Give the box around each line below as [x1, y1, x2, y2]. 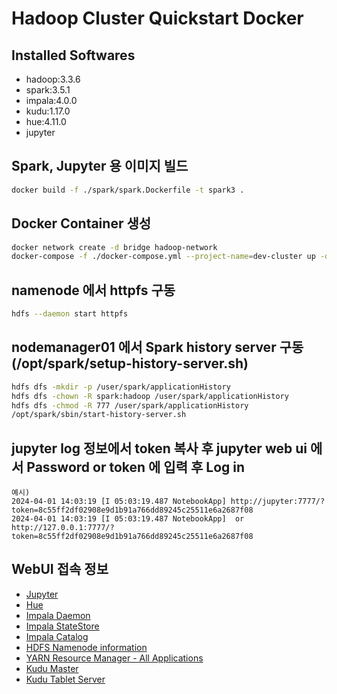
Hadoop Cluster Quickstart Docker [11, 7, 304, 30]
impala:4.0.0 [25, 95, 78, 106]
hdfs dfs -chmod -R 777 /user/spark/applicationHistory [11, 400, 249, 411]
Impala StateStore [25, 620, 100, 632]
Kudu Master [25, 662, 79, 674]
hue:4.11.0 [25, 116, 67, 127]
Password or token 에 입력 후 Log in [26, 458, 246, 476]
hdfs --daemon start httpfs [11, 309, 129, 319]
